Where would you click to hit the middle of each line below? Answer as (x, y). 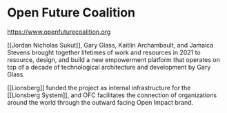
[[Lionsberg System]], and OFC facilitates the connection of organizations (112, 95)
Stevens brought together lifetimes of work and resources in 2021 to (104, 52)
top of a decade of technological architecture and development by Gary (109, 67)
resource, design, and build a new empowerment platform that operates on (114, 59)
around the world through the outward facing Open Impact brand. (100, 102)
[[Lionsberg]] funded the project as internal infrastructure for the (99, 88)
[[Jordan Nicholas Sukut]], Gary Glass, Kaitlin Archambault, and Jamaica (110, 45)
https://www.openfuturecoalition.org (59, 32)
